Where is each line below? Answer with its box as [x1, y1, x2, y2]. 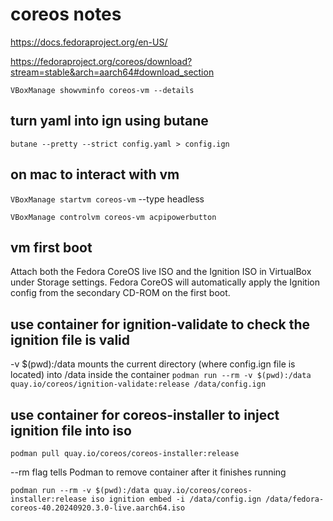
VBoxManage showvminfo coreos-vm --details [10, 85, 195, 95]
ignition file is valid [10, 331, 131, 348]
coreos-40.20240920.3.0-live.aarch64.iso [10, 503, 186, 513]
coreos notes [10, 3, 122, 26]
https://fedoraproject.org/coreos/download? [10, 55, 193, 67]
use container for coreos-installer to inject [10, 406, 280, 423]
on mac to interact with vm [10, 166, 180, 183]
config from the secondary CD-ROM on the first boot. [10, 287, 231, 299]
